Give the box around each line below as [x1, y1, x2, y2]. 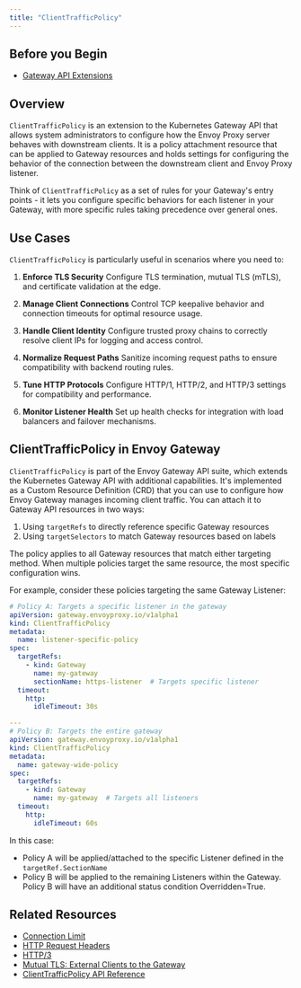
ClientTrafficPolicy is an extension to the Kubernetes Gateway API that [9, 120, 279, 131]
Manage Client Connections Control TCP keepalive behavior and [22, 298, 265, 310]
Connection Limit [22, 931, 86, 941]
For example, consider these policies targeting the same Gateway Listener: [9, 585, 286, 595]
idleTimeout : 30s [32, 702, 99, 711]
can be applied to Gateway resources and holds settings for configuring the [9, 149, 289, 160]
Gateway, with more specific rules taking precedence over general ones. [9, 204, 279, 216]
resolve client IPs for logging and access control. [22, 335, 204, 346]
